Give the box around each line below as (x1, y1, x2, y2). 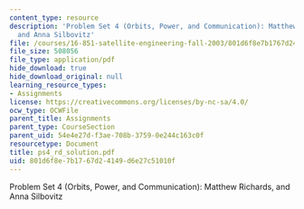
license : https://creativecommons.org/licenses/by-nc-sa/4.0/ (9, 97, 249, 107)
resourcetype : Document (9, 139, 100, 148)
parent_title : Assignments (9, 114, 111, 123)
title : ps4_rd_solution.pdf (9, 147, 116, 157)
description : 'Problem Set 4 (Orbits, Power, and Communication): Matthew (9, 22, 298, 31)
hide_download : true (9, 64, 88, 73)
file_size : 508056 (9, 47, 79, 56)
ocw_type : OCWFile (9, 106, 79, 115)
